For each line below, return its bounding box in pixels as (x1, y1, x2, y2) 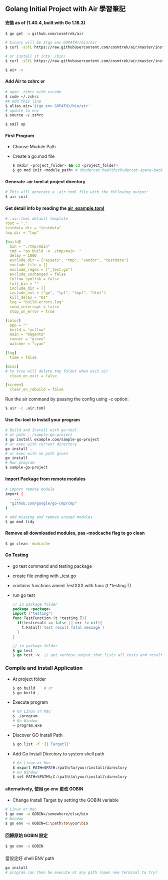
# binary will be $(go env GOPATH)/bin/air (5, 40, 97, 45)
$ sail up (5, 122, 26, 127)
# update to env (5, 108, 39, 113)
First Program (5, 132, 34, 139)
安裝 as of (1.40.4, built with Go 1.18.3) (5, 20, 85, 26)
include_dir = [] (9, 286, 46, 291)
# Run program (5, 460, 35, 466)
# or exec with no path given (5, 451, 68, 456)
